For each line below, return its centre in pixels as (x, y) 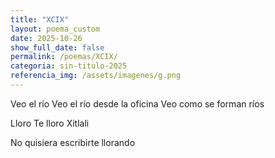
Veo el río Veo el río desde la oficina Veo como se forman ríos (137, 103)
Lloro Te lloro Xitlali (50, 123)
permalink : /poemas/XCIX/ (64, 57)
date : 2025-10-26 (46, 38)
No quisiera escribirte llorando (73, 142)
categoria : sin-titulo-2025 (69, 66)
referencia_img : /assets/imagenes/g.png (96, 76)
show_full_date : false (57, 47)
